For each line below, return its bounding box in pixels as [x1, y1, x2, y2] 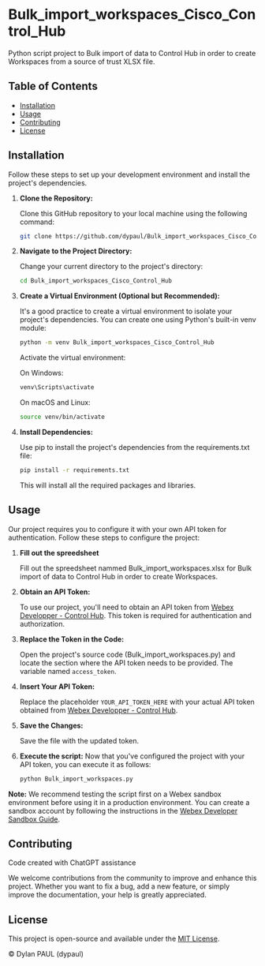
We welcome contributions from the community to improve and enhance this [8, 874, 257, 883]
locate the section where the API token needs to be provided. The [19, 657, 233, 668]
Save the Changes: [19, 721, 84, 730]
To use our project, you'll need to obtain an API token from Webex [19, 602, 234, 612]
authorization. [19, 619, 65, 628]
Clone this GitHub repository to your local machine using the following [19, 208, 248, 218]
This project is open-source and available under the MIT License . [8, 934, 220, 944]
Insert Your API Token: [19, 681, 95, 691]
